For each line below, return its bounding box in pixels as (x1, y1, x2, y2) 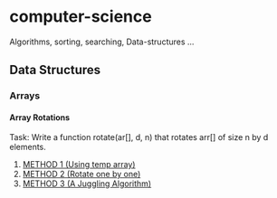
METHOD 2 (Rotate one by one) (22, 169, 141, 180)
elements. (9, 142, 47, 153)
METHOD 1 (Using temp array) (22, 159, 136, 170)
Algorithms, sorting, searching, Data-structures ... (9, 36, 195, 47)
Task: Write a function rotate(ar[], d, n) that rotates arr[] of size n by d (9, 132, 269, 143)
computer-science (9, 6, 152, 27)
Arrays (9, 90, 41, 102)
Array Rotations (9, 111, 71, 123)
